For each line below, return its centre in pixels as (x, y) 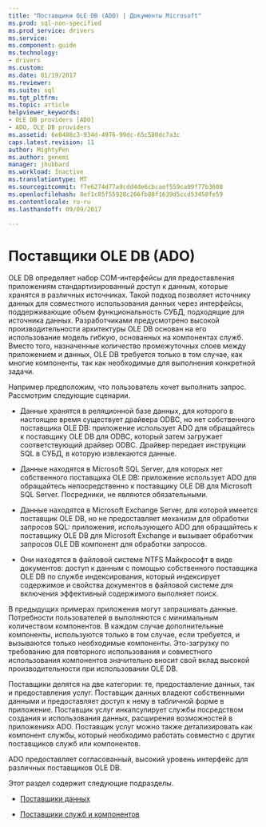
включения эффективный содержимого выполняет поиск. (119, 594)
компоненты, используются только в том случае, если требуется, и (124, 635)
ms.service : (28, 38)
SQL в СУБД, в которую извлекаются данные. (98, 454)
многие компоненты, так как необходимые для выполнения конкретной (132, 363)
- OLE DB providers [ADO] (51, 120)
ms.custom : (26, 68)
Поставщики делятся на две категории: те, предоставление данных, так (132, 684)
